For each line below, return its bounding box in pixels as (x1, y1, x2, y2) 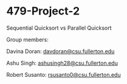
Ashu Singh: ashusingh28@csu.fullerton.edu (6, 59, 118, 66)
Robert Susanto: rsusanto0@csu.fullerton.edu (6, 71, 121, 78)
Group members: (6, 36, 49, 43)
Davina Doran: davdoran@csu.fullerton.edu (6, 47, 115, 55)
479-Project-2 (6, 4, 80, 18)
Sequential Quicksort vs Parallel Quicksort (6, 24, 112, 31)
